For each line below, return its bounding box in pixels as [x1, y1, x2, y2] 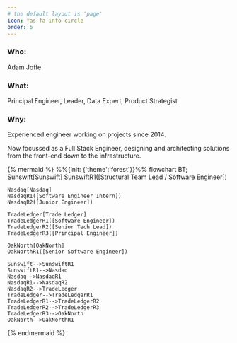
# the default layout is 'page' [7, 10, 103, 18]
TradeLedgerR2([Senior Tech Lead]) [7, 223, 112, 231]
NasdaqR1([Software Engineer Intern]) [7, 192, 122, 200]
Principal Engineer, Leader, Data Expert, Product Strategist [7, 96, 178, 105]
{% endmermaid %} [7, 329, 66, 337]
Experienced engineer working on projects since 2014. [7, 130, 166, 139]
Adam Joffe [7, 63, 42, 71]
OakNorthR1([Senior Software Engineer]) [7, 248, 129, 255]
